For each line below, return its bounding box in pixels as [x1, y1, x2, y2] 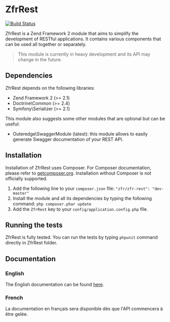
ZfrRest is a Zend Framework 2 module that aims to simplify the [5, 30, 139, 36]
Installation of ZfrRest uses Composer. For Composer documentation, [5, 164, 152, 170]
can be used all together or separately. [5, 41, 87, 47]
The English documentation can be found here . [5, 282, 104, 288]
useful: [5, 121, 20, 127]
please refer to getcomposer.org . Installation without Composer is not [5, 170, 152, 176]
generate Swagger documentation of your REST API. [12, 136, 124, 142]
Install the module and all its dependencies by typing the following [12, 195, 152, 201]
